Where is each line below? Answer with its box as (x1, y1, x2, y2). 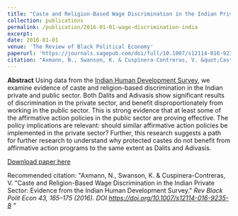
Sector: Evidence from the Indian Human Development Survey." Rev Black (7, 186, 223, 195)
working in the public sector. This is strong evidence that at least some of (7, 106, 222, 114)
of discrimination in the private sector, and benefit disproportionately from (7, 98, 223, 107)
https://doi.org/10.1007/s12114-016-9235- (108, 193, 229, 202)
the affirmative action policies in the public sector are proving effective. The (7, 113, 229, 122)
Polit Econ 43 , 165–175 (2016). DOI (7, 193, 108, 202)
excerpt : (7, 30, 33, 38)
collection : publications (7, 17, 84, 24)
